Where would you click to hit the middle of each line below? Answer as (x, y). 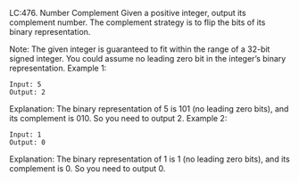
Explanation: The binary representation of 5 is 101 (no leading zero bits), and (149, 109)
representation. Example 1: (58, 68)
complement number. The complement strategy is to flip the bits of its (137, 22)
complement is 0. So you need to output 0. (87, 168)
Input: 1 (25, 135)
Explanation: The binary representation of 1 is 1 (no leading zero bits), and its (149, 159)
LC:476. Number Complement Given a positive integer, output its (128, 13)
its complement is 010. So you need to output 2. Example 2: (118, 118)
